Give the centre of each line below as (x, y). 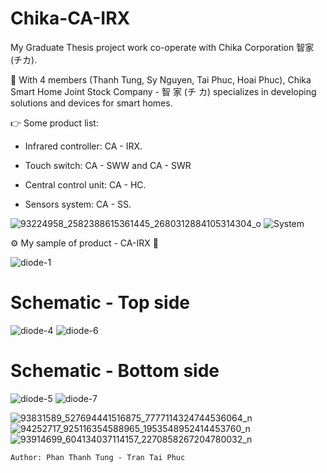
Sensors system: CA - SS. (78, 204)
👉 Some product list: (54, 123)
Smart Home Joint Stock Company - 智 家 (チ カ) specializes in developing (163, 91)
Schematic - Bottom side (115, 371)
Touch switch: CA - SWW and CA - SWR (108, 165)
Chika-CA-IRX (70, 18)
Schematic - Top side (100, 303)
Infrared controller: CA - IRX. (83, 146)
